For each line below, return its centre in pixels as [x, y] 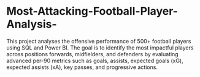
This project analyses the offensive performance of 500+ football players [99, 41]
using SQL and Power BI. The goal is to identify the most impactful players [100, 48]
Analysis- [32, 24]
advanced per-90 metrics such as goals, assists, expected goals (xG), [95, 61]
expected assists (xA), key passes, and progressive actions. [82, 67]
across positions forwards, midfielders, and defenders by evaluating [93, 54]
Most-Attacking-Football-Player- [92, 11]
